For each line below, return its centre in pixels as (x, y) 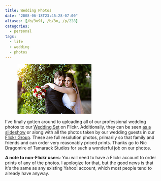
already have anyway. (27, 173)
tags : (11, 37)
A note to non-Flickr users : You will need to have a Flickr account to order (81, 157)
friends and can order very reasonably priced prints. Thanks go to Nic (76, 142)
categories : (17, 26)
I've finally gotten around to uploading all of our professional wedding (76, 122)
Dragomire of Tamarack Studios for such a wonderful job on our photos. (78, 148)
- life (16, 42)
